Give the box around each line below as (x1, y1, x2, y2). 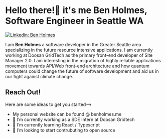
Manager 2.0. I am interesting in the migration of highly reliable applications (5, 57, 161, 63)
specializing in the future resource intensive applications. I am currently (5, 47, 153, 53)
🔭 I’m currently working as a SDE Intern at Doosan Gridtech (12, 116, 135, 122)
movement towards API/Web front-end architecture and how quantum (5, 63, 149, 69)
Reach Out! (5, 88, 41, 97)
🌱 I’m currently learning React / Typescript (12, 121, 100, 127)
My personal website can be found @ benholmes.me (12, 111, 122, 117)
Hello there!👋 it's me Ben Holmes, (5, 5, 147, 16)
